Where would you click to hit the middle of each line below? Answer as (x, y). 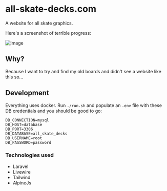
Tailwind (22, 177)
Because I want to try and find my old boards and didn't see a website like (83, 71)
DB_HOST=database (24, 124)
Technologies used (29, 155)
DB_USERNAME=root (24, 138)
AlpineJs (22, 183)
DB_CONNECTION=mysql (27, 120)
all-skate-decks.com (51, 9)
